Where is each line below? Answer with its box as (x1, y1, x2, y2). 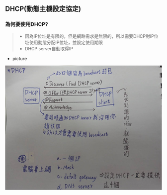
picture (12, 55, 27, 61)
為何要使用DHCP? (5, 21, 48, 28)
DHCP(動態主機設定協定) (5, 4, 81, 13)
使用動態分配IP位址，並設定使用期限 (29, 39, 103, 45)
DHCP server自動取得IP (24, 45, 73, 51)
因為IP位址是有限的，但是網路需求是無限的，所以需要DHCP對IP (24, 33, 154, 39)
